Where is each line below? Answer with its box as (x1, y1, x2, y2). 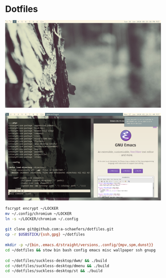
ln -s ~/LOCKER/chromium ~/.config (5, 216, 79, 221)
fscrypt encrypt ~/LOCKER (5, 206, 58, 211)
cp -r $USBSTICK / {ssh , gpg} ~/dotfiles (5, 232, 85, 237)
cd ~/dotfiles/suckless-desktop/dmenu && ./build (5, 263, 110, 268)
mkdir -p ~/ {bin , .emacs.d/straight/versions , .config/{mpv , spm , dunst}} (5, 242, 154, 248)
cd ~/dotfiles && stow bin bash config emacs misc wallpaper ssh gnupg (5, 247, 156, 253)
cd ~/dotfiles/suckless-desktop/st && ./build (5, 269, 103, 274)
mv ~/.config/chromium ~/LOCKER (5, 211, 72, 216)
